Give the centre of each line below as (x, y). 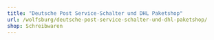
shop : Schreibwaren (35, 26)
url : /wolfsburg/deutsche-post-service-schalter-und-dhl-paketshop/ (107, 20)
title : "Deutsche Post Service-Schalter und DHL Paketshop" (95, 13)
